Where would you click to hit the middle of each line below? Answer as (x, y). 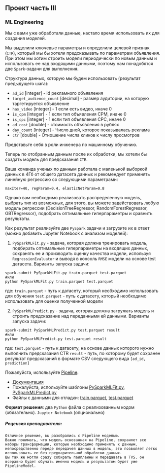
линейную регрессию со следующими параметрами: (62, 179)
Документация (28, 382)
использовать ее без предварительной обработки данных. (64, 453)
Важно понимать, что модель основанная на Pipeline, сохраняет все (76, 440)
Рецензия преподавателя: (34, 424)
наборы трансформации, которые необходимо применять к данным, (71, 444)
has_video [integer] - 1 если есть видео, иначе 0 (62, 109)
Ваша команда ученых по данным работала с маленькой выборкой (76, 169)
